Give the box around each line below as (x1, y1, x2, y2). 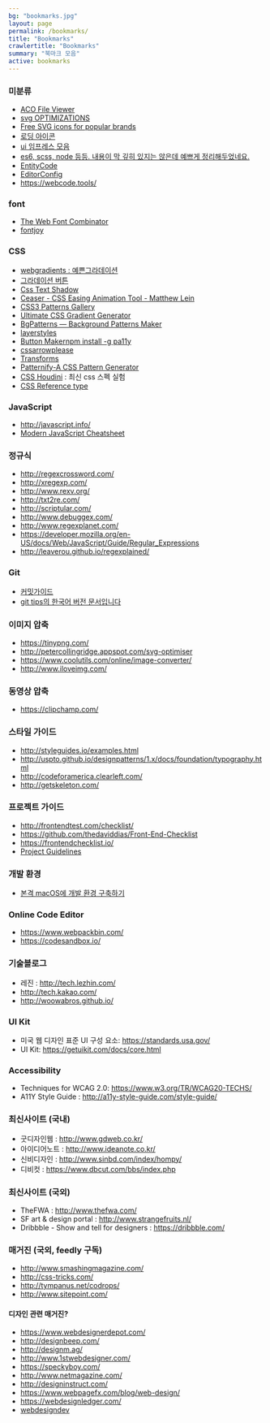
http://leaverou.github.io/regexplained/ (19, 547, 150, 556)
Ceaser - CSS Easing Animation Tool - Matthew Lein (19, 293, 195, 303)
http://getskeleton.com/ (19, 780, 100, 789)
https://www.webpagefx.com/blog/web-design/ (19, 1388, 181, 1398)
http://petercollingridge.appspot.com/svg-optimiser (19, 647, 193, 656)
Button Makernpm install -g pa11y (19, 336, 132, 346)
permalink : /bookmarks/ (8, 27, 89, 35)
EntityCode (19, 161, 58, 171)
